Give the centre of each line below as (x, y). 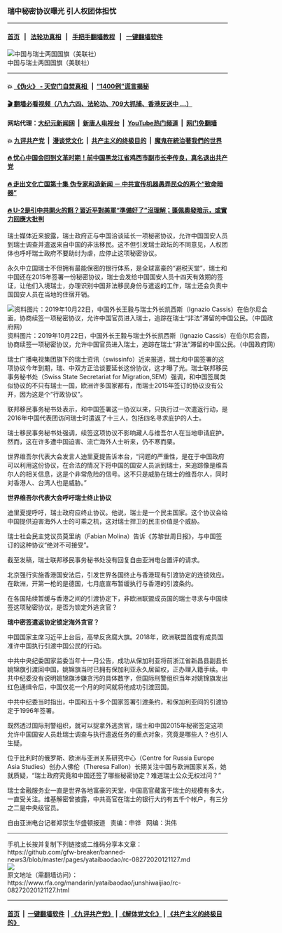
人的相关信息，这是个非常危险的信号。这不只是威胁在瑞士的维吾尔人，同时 (120, 474)
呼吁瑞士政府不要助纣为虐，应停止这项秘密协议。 (90, 253)
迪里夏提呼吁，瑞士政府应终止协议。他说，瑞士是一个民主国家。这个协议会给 (118, 512)
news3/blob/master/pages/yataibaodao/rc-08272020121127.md (99, 859)
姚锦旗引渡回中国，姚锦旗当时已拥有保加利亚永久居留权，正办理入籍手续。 (114, 669)
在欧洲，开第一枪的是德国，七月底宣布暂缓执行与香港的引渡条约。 (102, 584)
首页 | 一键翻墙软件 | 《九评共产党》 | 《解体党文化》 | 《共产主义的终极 (112, 913)
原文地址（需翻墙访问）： (43, 875)
